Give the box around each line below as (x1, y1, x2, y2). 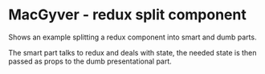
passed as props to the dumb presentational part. (8, 56, 173, 66)
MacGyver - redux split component (8, 6, 247, 24)
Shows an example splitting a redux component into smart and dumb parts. (8, 32, 257, 42)
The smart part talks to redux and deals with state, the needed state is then (8, 47, 257, 57)
